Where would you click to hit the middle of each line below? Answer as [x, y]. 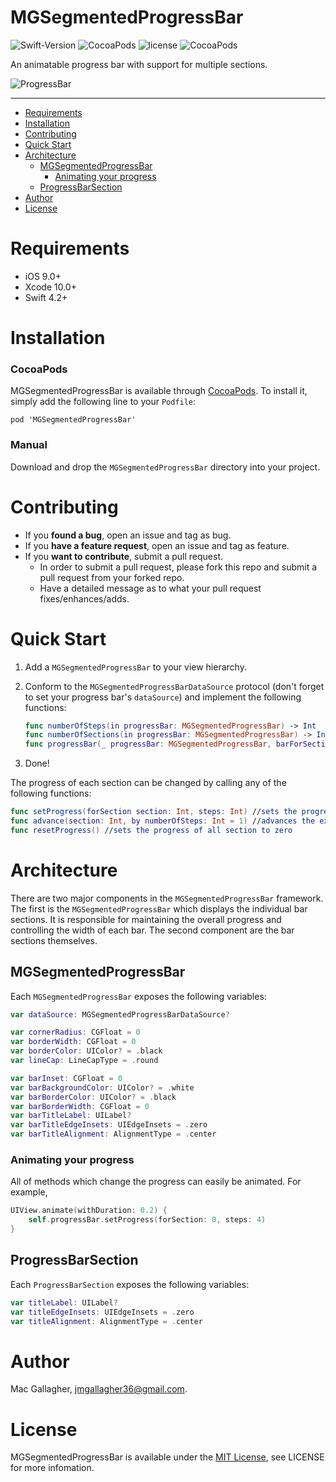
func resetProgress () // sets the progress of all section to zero [151, 830]
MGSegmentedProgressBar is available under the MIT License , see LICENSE [167, 1457]
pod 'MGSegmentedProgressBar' [73, 420]
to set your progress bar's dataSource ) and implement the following [163, 697]
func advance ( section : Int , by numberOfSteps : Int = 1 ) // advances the [163, 821]
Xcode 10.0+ [50, 287]
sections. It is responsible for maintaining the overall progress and [146, 919]
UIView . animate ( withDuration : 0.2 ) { [89, 1211]
